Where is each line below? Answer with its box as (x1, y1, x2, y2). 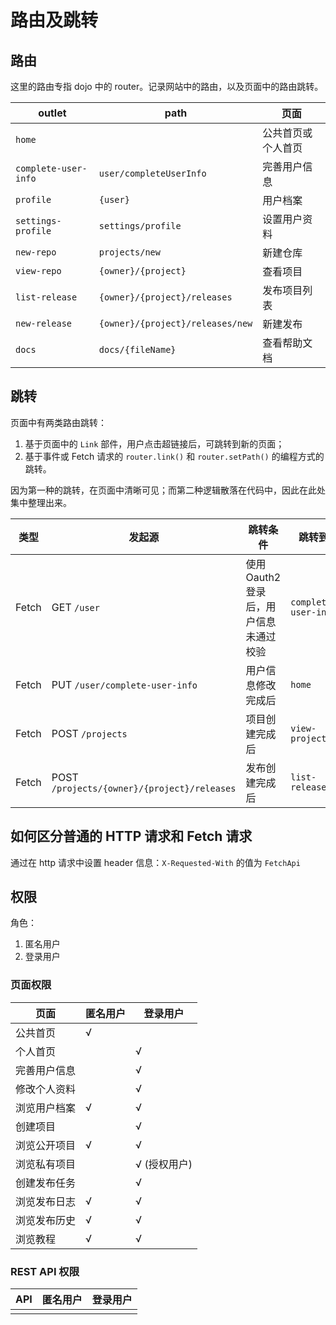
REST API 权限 (10, 1264, 80, 1278)
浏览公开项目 (15, 1138, 77, 1152)
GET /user (51, 600, 100, 614)
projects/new (98, 247, 161, 258)
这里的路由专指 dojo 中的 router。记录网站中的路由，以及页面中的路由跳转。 (10, 81, 324, 92)
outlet (38, 106, 67, 120)
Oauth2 (245, 570, 282, 584)
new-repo (15, 247, 57, 258)
